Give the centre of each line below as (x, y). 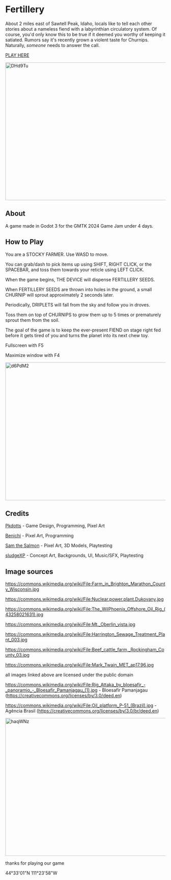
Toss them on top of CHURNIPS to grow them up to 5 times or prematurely (83, 315)
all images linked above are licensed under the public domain (69, 675)
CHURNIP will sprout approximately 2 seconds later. (60, 295)
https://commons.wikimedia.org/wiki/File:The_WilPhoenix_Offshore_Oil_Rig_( (85, 609)
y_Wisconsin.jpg (22, 589)
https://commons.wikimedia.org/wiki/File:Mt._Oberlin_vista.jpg (70, 625)
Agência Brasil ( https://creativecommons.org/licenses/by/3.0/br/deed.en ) (82, 711)
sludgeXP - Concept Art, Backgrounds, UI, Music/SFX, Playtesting (75, 556)
